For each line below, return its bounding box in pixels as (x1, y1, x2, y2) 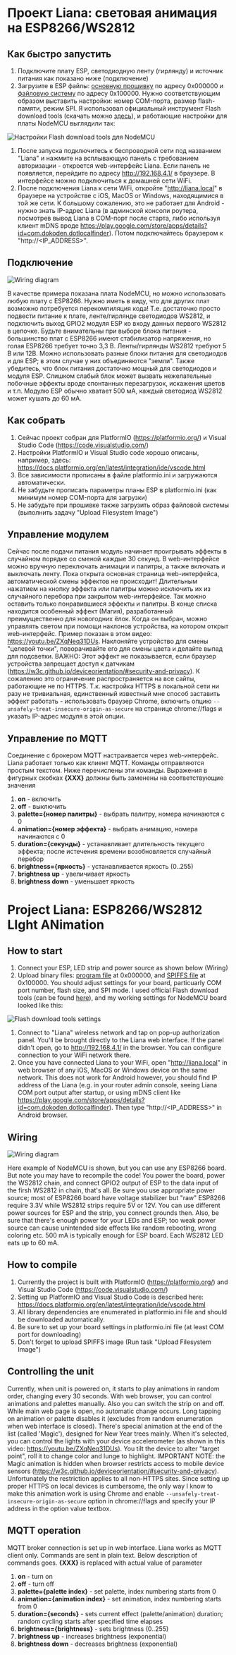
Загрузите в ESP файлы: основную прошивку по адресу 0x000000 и (17, 82, 224, 90)
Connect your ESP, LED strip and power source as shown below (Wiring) (17, 964, 229, 972)
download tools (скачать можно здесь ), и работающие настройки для (17, 111, 228, 120)
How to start (7, 945, 63, 957)
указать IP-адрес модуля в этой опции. (7, 712, 125, 721)
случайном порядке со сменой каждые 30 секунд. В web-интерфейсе (7, 555, 220, 563)
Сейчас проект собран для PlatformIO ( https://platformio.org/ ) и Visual (17, 433, 227, 441)
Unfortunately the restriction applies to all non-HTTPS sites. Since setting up (7, 1474, 230, 1482)
